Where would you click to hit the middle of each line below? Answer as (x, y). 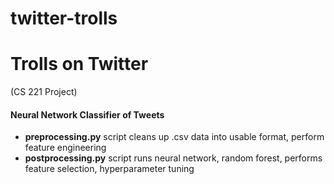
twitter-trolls (64, 18)
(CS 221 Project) (44, 92)
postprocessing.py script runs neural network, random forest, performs (173, 158)
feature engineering (65, 148)
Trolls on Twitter (79, 64)
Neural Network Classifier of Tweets (87, 114)
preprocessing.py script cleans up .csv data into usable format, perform (174, 137)
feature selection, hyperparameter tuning (109, 169)
